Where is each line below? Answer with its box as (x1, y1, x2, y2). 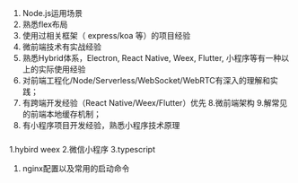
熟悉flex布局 (22, 19, 68, 30)
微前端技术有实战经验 (22, 41, 101, 52)
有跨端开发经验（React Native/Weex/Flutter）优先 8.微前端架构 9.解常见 (22, 98, 288, 108)
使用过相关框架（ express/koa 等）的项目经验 (22, 30, 191, 40)
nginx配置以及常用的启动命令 (22, 162, 130, 173)
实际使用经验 (38, 64, 86, 74)
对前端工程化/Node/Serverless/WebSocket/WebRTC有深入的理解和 (22, 75, 271, 85)
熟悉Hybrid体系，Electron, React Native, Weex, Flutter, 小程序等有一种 (22, 53, 282, 63)
